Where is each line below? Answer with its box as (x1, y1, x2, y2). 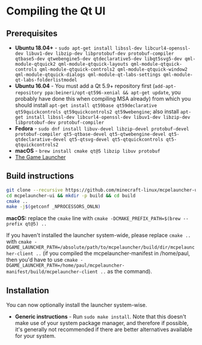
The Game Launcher (14, 154, 66, 160)
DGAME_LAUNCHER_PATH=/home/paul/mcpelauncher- (6, 262, 125, 269)
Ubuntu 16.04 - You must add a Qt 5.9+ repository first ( (14, 83, 155, 89)
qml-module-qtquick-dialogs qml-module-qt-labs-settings (14, 72, 161, 78)
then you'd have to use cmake (6, 256, 78, 264)
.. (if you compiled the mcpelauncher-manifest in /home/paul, (35, 250, 191, 257)
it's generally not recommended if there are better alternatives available (14, 326, 192, 333)
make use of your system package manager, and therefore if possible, (14, 320, 189, 327)
